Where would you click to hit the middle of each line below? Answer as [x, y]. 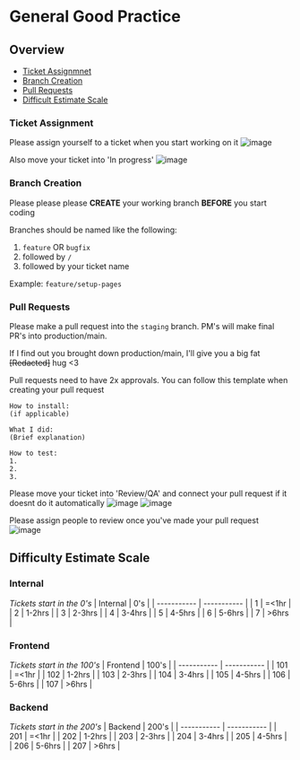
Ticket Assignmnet [57, 71]
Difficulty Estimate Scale [80, 558]
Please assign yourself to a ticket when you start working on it [124, 143]
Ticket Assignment [51, 123]
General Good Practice [95, 17]
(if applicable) [39, 414]
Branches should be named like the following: [93, 230]
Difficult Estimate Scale [65, 100]
